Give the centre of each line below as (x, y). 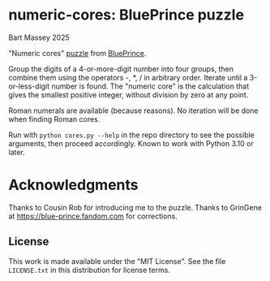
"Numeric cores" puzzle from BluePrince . (77, 53)
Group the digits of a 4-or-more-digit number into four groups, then (121, 69)
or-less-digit (29, 86)
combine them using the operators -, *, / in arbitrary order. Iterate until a (128, 77)
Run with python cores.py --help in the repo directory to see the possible (132, 135)
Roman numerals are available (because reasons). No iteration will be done (133, 110)
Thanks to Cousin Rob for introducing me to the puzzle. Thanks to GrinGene (135, 207)
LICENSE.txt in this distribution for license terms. (89, 270)
